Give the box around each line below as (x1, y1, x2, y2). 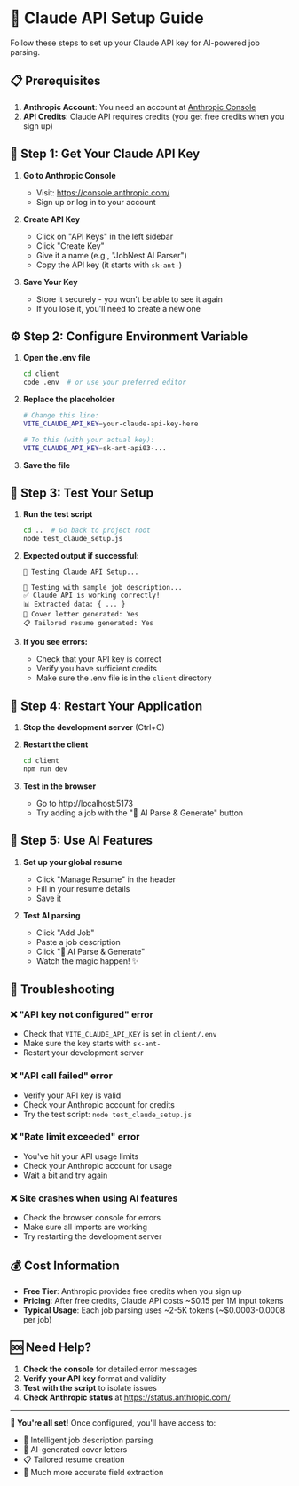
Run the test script (22, 509, 93, 520)
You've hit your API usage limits (22, 1150, 139, 1162)
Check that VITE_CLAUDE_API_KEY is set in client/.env (22, 1029, 217, 1039)
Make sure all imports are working (22, 1221, 148, 1233)
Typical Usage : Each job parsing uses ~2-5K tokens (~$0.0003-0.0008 (22, 1305, 286, 1315)
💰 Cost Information (10, 1258, 121, 1273)
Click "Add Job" (35, 927, 95, 938)
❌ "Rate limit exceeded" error (10, 1131, 140, 1143)
